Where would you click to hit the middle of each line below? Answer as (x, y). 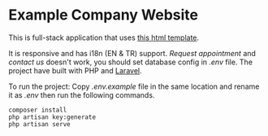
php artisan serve (39, 124)
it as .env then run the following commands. (82, 94)
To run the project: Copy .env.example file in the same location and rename (134, 86)
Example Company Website (104, 15)
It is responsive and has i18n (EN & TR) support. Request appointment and (132, 53)
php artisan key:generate (52, 117)
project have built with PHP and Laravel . (75, 70)
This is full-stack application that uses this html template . (104, 37)
